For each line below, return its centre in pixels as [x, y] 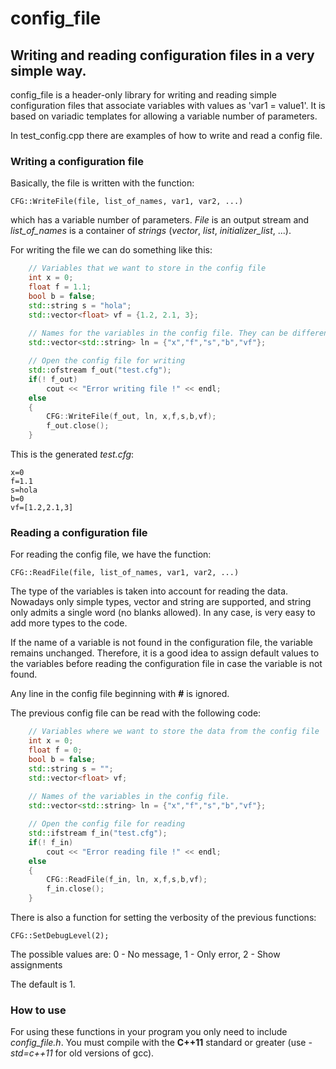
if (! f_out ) [53, 379]
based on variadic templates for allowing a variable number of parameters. [164, 116]
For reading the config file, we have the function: [111, 554]
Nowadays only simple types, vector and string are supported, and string [161, 602]
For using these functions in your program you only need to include [149, 1032]
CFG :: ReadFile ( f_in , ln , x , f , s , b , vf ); [127, 880]
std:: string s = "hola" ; [80, 305]
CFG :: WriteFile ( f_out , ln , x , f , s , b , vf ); [131, 417]
